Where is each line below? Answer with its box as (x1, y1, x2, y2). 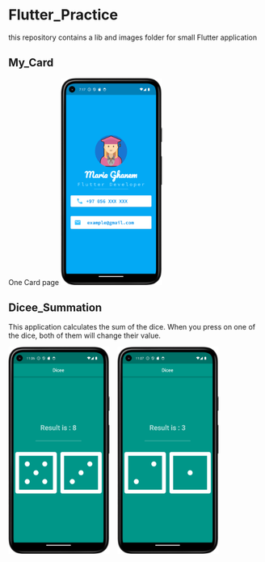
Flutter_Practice (8, 6, 119, 24)
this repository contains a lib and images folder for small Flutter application (8, 32, 257, 42)
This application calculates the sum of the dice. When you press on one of (8, 322, 256, 332)
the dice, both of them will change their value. (8, 330, 162, 341)
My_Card (8, 56, 54, 70)
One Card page (8, 277, 60, 287)
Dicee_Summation (8, 300, 103, 314)
